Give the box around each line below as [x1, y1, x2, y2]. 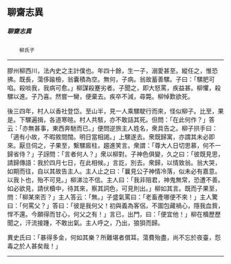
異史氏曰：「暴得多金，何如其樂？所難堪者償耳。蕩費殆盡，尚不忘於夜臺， [7, 233, 215, 242]
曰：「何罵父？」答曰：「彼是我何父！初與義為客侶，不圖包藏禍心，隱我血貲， [7, 201, 224, 210]
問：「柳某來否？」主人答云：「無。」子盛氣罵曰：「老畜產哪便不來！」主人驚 [7, 193, 218, 201]
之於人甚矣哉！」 [12, 242, 62, 250]
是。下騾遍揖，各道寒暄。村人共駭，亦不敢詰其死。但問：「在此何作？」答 [7, 115, 215, 124]
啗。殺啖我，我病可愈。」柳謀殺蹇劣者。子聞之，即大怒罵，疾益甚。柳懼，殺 [7, 84, 221, 92]
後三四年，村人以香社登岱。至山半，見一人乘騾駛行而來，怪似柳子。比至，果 [7, 107, 224, 115]
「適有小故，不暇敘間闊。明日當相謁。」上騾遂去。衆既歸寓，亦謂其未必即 [7, 133, 215, 141]
